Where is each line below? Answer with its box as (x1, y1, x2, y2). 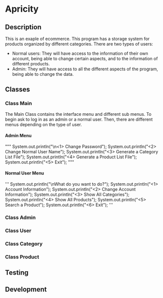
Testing (5, 269, 29, 277)
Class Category (5, 240, 43, 247)
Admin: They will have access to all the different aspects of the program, (12, 66, 158, 72)
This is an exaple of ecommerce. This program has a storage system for (5, 36, 150, 42)
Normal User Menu (5, 170, 44, 176)
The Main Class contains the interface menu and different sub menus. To (5, 111, 152, 117)
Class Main (5, 100, 32, 107)
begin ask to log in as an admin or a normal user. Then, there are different (5, 116, 153, 122)
